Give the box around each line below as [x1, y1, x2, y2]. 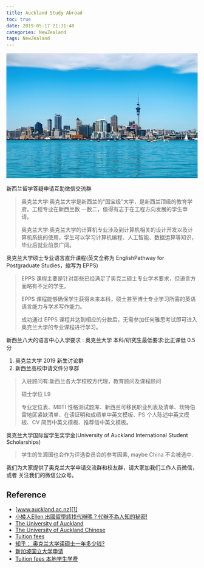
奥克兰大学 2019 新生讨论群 [15, 357, 84, 365]
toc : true [6, 16, 32, 23]
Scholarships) [6, 438, 41, 446]
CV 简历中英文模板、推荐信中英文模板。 [32, 419, 132, 426]
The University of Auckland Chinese [15, 526, 106, 533]
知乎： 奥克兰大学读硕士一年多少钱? [15, 539, 105, 547]
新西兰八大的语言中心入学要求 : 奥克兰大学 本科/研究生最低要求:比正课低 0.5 [6, 337, 195, 344]
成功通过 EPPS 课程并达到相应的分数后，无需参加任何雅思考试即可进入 [21, 316, 197, 323]
